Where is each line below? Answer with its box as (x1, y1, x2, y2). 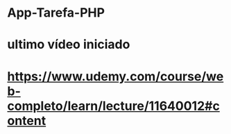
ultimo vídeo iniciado (7, 37, 130, 53)
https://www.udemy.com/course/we (7, 68, 224, 84)
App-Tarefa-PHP (7, 5, 105, 21)
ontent (7, 112, 46, 128)
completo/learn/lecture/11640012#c (7, 98, 220, 114)
